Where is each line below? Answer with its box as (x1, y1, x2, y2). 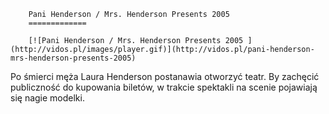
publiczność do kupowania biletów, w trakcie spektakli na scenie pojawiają (10, 81, 318, 93)
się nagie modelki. (10, 92, 85, 104)
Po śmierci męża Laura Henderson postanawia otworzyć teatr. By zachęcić (10, 71, 320, 82)
